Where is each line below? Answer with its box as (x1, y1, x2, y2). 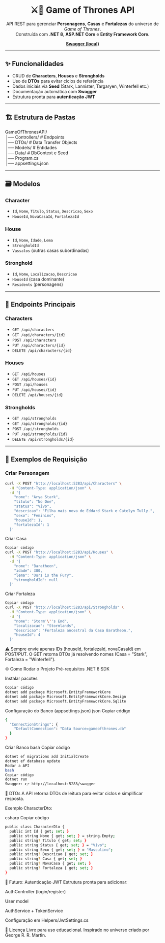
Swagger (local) (66, 40, 99, 46)
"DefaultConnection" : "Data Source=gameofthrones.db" (14, 727, 126, 732)
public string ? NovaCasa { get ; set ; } (9, 861, 91, 866)
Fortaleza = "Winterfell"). (5, 657, 55, 663)
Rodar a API (5, 763, 29, 768)
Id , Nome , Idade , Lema (12, 237, 53, 243)
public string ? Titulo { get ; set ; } (9, 838, 87, 843)
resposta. (5, 796, 25, 802)
